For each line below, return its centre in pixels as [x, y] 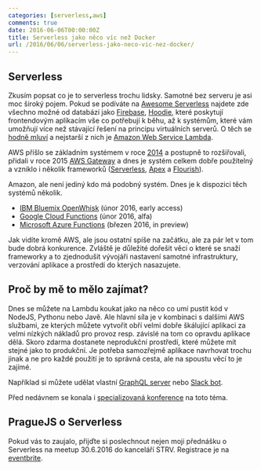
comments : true [33, 23]
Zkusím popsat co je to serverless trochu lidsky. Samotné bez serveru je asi [130, 95]
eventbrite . [25, 457]
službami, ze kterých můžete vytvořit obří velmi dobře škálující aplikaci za [127, 325]
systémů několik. [35, 193]
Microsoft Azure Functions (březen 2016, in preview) [104, 224]
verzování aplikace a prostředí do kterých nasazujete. [94, 265]
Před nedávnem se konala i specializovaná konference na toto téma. [118, 397]
